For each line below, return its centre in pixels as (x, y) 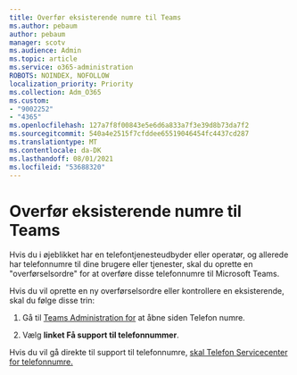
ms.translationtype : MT (54, 142)
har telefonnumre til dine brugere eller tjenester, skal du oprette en (131, 264)
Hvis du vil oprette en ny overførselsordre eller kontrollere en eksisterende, (147, 291)
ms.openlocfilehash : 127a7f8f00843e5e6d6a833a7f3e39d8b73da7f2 (129, 126)
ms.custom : (29, 100)
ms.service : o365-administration (71, 68)
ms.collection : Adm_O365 (55, 92)
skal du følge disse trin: (52, 301)
